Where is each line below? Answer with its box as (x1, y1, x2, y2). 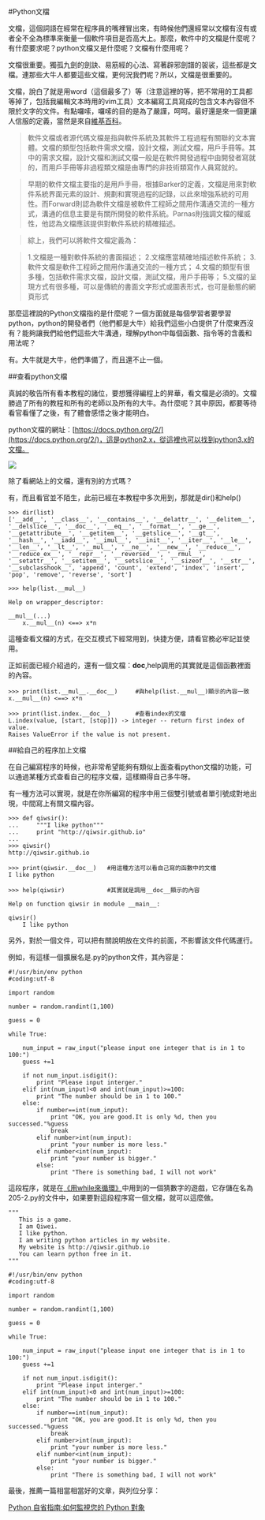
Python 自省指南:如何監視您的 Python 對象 (8, 1503, 145, 1512)
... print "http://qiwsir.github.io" (8, 828, 147, 836)
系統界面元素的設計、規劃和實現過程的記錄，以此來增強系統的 (34, 189, 235, 199)
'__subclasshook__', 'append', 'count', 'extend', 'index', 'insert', (8, 564, 245, 572)
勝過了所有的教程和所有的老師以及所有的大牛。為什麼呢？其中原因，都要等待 (8, 398, 257, 408)
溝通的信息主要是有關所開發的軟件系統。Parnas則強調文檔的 (41, 209, 237, 218)
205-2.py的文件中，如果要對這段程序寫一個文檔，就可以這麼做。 (8, 1193, 218, 1202)
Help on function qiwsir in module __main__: (8, 900, 160, 908)
